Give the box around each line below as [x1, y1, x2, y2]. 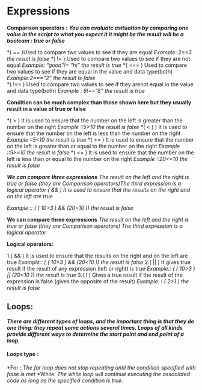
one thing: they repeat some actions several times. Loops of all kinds [7, 324, 183, 331]
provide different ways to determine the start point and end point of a [7, 330, 184, 338]
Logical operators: [7, 240, 54, 248]
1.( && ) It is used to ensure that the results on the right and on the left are [7, 252, 188, 259]
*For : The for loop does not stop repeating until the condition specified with [7, 363, 196, 371]
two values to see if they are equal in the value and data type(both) [7, 68, 173, 75]
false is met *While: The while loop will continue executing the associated [7, 370, 191, 377]
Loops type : [7, 351, 39, 358]
